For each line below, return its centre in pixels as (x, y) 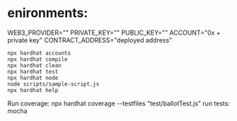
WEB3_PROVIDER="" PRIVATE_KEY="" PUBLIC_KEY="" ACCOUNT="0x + (114, 33)
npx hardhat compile (38, 59)
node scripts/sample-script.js (53, 84)
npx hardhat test (33, 71)
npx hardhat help (33, 90)
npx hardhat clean (34, 65)
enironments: (48, 13)
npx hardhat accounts (39, 53)
